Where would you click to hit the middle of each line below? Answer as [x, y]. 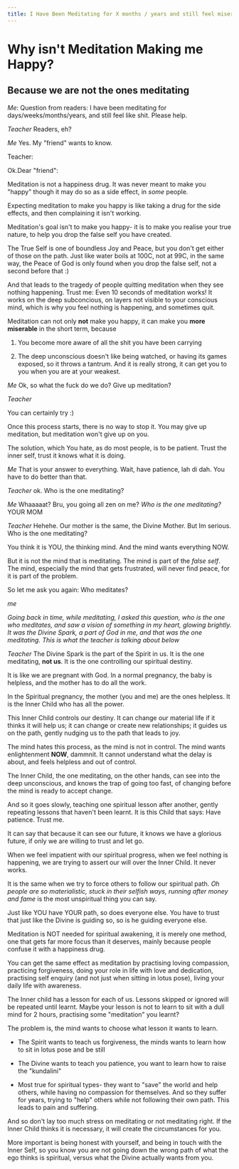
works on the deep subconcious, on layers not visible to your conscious [113, 300]
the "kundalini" [39, 1071]
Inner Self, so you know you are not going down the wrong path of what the [118, 1150]
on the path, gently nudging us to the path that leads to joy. [94, 733]
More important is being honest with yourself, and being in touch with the [115, 1142]
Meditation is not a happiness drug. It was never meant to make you [107, 184]
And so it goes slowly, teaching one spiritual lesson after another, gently [113, 804]
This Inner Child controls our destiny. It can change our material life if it [111, 718]
